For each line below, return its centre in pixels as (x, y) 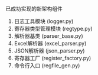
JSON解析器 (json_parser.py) (49, 51)
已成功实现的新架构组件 (34, 9)
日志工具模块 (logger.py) (44, 21)
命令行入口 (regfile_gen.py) (47, 66)
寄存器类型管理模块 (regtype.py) (53, 29)
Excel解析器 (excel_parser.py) (50, 43)
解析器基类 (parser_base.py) (48, 36)
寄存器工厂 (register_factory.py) (53, 58)
